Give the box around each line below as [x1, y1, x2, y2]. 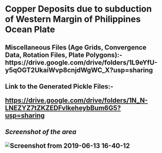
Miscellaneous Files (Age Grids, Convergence [5, 43, 147, 51]
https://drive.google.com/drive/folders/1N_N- [5, 96, 148, 105]
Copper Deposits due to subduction [5, 3, 152, 15]
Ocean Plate [5, 24, 55, 35]
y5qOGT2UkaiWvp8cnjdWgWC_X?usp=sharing [5, 66, 153, 74]
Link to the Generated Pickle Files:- [5, 82, 113, 91]
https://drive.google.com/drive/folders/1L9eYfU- [5, 58, 158, 66]
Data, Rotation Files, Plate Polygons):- [5, 51, 123, 59]
